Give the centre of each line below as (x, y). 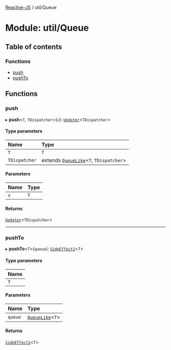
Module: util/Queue (47, 28)
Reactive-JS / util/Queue (31, 7)
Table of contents (34, 47)
